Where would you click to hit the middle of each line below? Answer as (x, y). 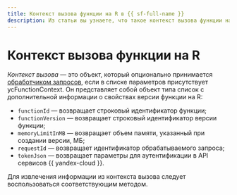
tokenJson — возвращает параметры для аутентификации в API (113, 156)
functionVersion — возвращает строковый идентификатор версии (117, 118)
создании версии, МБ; (51, 141)
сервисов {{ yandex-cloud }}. (61, 163)
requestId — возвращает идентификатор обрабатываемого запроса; (121, 148)
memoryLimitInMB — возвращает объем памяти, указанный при (111, 133)
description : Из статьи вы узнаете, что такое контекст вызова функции (115, 20)
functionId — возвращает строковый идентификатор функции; (112, 111)
